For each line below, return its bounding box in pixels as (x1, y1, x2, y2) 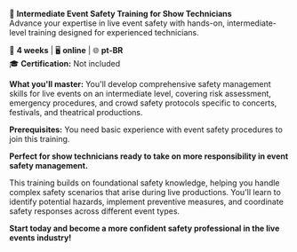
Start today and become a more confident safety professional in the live (9, 223, 280, 233)
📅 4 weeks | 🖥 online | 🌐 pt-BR (9, 45, 124, 55)
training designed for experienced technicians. (28, 28, 199, 37)
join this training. (9, 134, 70, 144)
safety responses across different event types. (9, 206, 181, 217)
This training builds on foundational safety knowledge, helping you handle (9, 177, 280, 188)
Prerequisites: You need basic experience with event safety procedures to (9, 124, 283, 135)
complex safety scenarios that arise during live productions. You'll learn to (9, 187, 282, 197)
